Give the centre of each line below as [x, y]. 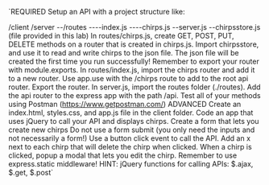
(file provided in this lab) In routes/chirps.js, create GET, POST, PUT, [122, 36]
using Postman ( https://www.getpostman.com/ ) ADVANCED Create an [125, 104]
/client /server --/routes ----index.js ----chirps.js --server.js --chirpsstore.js [134, 27]
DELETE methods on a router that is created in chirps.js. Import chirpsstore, [134, 44]
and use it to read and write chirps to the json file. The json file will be [124, 53]
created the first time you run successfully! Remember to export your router [134, 61]
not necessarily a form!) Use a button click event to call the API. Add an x [130, 138]
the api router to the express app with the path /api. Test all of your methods [134, 95]
